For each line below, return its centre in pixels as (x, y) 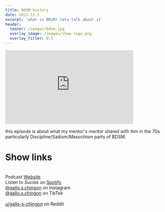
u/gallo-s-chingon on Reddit (35, 204)
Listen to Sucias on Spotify (34, 182)
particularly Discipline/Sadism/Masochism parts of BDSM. (66, 137)
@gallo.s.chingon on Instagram (38, 188)
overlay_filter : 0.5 (31, 39)
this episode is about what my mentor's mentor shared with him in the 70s (82, 131)
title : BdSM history (27, 10)
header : (13, 24)
